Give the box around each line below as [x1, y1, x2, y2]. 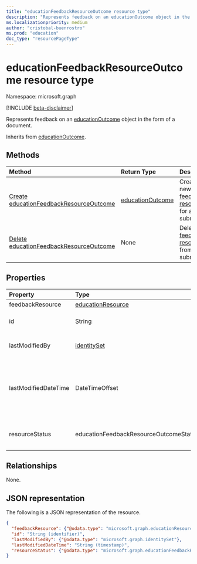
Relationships [6, 461, 57, 471]
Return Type [121, 168, 157, 176]
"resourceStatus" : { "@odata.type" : [11, 548, 98, 553]
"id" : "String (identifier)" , [11, 531, 85, 537]
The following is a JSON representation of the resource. [6, 509, 141, 516]
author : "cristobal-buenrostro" [6, 25, 85, 31]
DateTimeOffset [75, 383, 118, 392]
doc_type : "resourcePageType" [6, 36, 80, 42]
